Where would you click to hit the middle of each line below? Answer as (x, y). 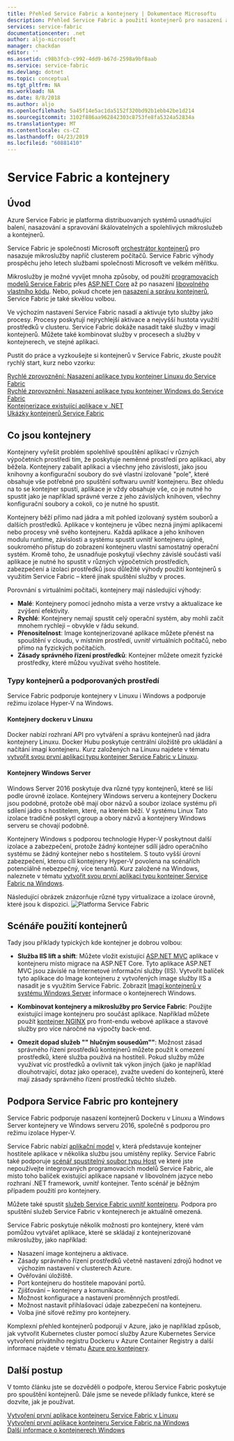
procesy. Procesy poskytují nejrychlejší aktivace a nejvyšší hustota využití (113, 320)
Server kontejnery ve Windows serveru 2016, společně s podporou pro (109, 1125)
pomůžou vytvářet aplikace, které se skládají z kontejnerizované (99, 1233)
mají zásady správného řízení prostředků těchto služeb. (97, 1080)
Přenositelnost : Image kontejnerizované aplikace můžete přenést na (116, 633)
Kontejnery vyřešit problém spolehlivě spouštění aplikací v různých (103, 452)
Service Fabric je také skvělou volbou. (62, 299)
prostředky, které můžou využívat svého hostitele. (89, 662)
